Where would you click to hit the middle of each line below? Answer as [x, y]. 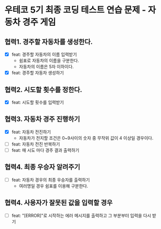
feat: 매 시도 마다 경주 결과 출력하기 [45, 150]
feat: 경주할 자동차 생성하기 [38, 73]
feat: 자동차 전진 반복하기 [36, 144]
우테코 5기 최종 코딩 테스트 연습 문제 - [75, 10]
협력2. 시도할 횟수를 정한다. [43, 90]
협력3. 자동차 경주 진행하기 [42, 119]
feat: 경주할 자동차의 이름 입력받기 [44, 54]
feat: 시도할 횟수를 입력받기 [38, 102]
